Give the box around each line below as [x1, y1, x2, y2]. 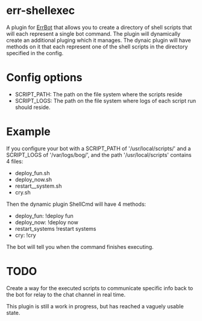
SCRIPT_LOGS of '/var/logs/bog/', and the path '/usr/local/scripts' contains [6, 151, 192, 158]
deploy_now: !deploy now [14, 219, 78, 226]
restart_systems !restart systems [14, 225, 96, 232]
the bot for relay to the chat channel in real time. [6, 291, 125, 298]
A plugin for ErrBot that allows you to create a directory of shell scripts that [6, 24, 192, 31]
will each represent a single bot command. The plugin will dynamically [6, 30, 181, 37]
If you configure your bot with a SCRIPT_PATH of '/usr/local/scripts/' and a [6, 145, 191, 152]
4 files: [6, 157, 24, 165]
